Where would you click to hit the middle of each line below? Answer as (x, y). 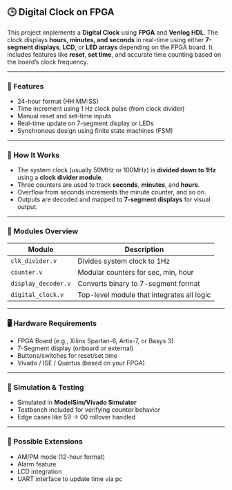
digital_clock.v (37, 294)
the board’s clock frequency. (48, 62)
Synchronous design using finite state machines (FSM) (95, 131)
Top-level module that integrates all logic (144, 295)
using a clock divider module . (60, 178)
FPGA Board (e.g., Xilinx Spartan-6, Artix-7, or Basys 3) (95, 341)
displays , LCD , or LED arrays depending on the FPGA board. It (123, 47)
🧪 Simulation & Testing (46, 387)
